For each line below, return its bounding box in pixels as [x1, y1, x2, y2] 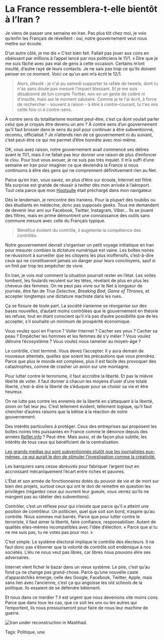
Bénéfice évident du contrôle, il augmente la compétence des [17, 227, 141, 233]
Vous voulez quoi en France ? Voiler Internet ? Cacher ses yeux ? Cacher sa [5, 328, 158, 334]
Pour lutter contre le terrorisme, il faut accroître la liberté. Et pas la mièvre [5, 373, 153, 379]
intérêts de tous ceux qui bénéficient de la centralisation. [5, 439, 120, 445]
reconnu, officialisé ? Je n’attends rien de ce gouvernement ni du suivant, [5, 132, 153, 138]
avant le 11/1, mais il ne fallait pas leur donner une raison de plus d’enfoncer [5, 151, 157, 158]
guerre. [5, 610, 20, 616]
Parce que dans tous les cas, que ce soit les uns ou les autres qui [5, 599, 137, 605]
